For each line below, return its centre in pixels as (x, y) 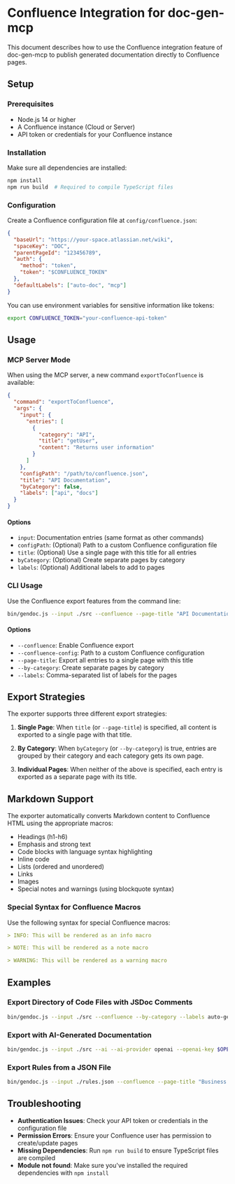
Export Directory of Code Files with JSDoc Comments (100, 1002)
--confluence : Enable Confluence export (76, 645)
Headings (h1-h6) (42, 837)
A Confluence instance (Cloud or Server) (76, 127)
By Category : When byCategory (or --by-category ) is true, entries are (117, 749)
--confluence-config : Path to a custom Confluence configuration (111, 653)
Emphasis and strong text (54, 844)
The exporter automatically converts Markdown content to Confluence (109, 816)
